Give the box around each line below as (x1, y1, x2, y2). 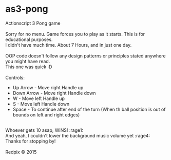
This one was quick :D (5, 64, 52, 70)
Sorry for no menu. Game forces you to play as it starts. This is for (5, 31, 145, 37)
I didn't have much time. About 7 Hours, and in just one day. (5, 42, 132, 48)
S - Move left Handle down (12, 101, 70, 107)
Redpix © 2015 (5, 149, 37, 155)
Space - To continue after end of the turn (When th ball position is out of (12, 106, 166, 112)
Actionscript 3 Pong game (5, 20, 61, 26)
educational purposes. (5, 36, 53, 43)
